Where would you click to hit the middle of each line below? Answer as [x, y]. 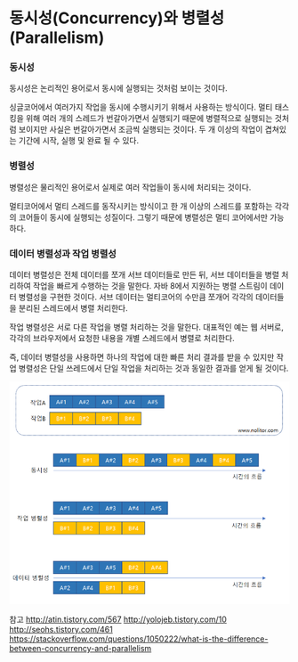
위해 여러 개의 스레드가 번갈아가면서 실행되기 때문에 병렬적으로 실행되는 [149, 119]
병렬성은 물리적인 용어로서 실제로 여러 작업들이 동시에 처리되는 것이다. [130, 187]
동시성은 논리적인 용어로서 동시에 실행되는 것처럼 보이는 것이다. [119, 88]
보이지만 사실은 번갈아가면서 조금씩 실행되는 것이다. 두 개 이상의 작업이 [141, 129]
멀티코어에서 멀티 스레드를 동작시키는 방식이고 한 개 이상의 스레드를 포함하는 [141, 206]
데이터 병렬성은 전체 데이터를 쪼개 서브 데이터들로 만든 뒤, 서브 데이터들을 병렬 [145, 275]
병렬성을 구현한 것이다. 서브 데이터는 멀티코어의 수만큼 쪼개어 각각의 [136, 297]
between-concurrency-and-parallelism [81, 649]
